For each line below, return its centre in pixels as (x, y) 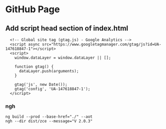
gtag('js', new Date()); (41, 85)
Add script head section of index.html (67, 28)
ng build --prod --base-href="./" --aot (49, 117)
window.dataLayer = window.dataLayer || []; (63, 58)
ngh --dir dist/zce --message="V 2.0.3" (49, 121)
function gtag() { (34, 67)
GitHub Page (33, 9)
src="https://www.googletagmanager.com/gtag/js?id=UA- (101, 44)
